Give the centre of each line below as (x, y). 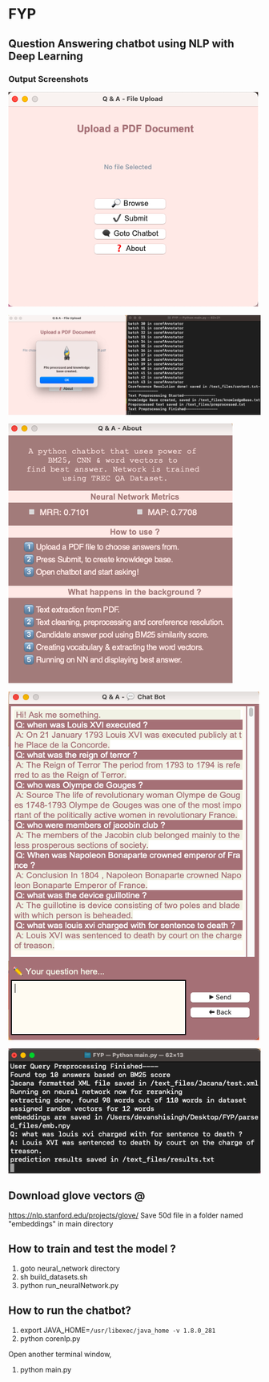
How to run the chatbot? (70, 1311)
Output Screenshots (48, 79)
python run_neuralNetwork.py (69, 1285)
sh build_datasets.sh (54, 1277)
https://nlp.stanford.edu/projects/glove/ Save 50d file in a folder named (126, 1215)
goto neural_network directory (70, 1268)
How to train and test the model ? (92, 1249)
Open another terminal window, (60, 1354)
